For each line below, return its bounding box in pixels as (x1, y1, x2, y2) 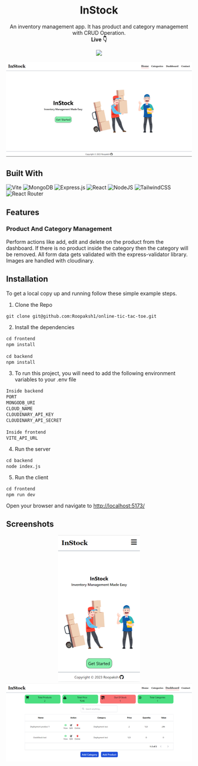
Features (6, 207, 39, 217)
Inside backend (6, 388, 44, 394)
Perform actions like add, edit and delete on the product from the (6, 238, 164, 245)
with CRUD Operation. (72, 29, 126, 36)
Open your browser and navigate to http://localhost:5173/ (6, 502, 146, 509)
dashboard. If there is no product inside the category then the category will (6, 244, 189, 251)
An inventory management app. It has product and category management (9, 23, 189, 30)
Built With (6, 168, 43, 178)
